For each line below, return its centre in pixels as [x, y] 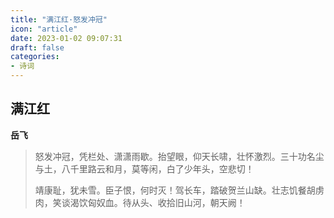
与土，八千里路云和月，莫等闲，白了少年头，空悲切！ [144, 168]
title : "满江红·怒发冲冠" [59, 19]
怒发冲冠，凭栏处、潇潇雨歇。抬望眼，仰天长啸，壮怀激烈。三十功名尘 [179, 156]
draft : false [37, 47]
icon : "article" [44, 29]
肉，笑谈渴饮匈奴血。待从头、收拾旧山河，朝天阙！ [140, 202]
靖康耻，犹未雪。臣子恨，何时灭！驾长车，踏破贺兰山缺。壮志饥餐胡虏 [179, 190]
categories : [35, 57]
